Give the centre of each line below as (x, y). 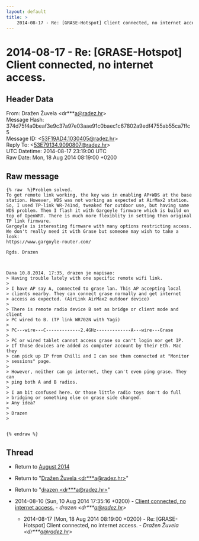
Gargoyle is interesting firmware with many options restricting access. (99, 226)
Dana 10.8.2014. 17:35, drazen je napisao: (61, 273)
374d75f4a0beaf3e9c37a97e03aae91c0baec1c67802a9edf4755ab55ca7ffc (98, 126)
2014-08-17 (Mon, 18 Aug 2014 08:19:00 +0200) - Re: (89, 519)
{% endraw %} (22, 434)
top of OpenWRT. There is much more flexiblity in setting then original (99, 216)
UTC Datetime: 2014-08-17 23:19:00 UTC (56, 151)
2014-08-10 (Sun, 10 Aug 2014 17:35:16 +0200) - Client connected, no (100, 501)
